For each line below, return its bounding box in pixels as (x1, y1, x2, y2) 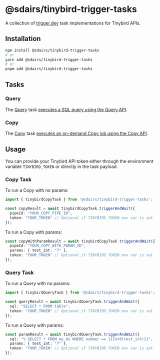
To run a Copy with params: (5, 229, 62, 235)
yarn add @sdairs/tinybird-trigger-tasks (5, 57, 93, 62)
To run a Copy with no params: (5, 187, 69, 193)
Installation (5, 34, 41, 43)
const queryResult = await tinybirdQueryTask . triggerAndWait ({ (5, 299, 140, 304)
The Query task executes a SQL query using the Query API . (5, 106, 127, 112)
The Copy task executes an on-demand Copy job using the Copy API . (5, 130, 148, 136)
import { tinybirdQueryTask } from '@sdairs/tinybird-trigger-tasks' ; (5, 290, 155, 295)
